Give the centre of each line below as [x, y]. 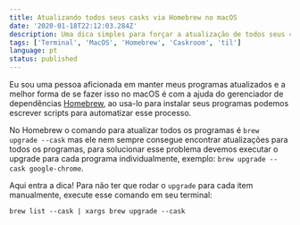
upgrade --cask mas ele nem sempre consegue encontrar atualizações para [149, 140]
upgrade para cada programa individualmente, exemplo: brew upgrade [137, 158]
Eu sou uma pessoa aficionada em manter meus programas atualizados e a [147, 84]
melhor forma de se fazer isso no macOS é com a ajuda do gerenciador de [146, 94]
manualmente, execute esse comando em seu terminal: [111, 195]
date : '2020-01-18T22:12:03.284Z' [74, 26]
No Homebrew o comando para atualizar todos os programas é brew [134, 130]
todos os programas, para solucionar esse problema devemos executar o [144, 149]
